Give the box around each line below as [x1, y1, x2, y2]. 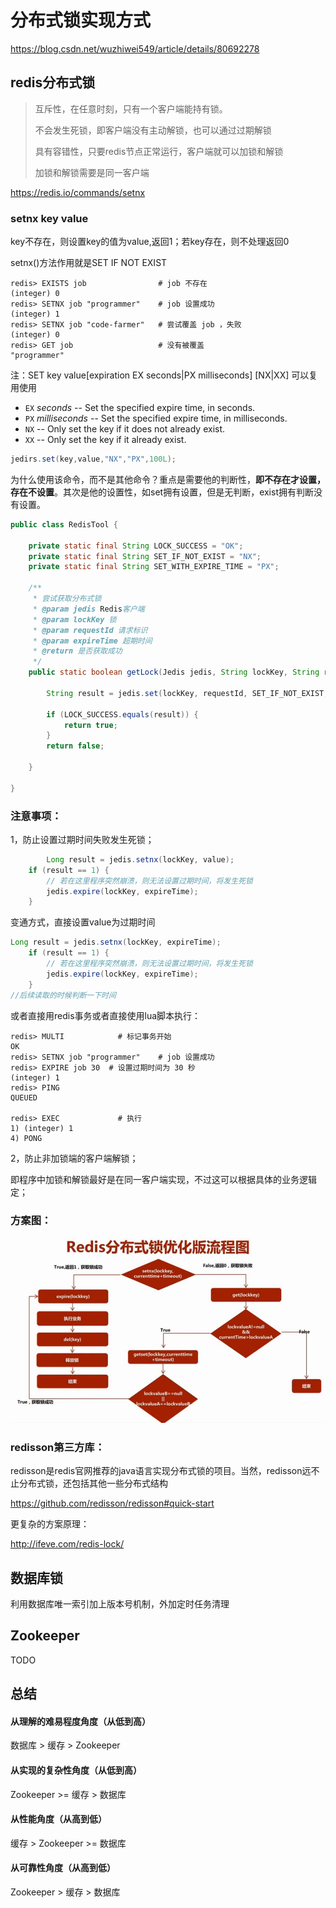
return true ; [63, 720, 118, 730]
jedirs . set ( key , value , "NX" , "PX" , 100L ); [10, 454, 177, 465]
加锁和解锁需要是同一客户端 [34, 166, 150, 178]
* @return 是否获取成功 [32, 646, 123, 656]
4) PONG [10, 1133, 43, 1143]
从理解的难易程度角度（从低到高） [10, 1715, 151, 1727]
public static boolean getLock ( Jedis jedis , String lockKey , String [28, 667, 320, 678]
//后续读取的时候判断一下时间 [10, 990, 117, 1000]
